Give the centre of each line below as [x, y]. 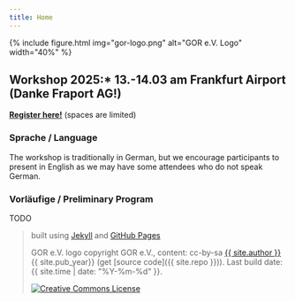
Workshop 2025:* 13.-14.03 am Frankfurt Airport [147, 80]
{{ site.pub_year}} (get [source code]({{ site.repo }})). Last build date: [156, 262]
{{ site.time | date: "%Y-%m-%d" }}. [97, 272]
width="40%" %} [41, 52]
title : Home [31, 17]
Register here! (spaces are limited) [73, 115]
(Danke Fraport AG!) [65, 94]
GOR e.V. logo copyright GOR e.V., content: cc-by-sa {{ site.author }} [156, 252]
